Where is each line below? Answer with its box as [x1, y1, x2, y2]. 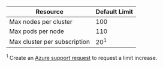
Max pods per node [9, 27, 65, 35]
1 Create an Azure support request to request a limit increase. [6, 53, 158, 61]
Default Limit [95, 8, 134, 15]
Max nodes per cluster [9, 18, 73, 25]
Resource [35, 8, 64, 15]
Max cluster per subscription [9, 37, 90, 46]
